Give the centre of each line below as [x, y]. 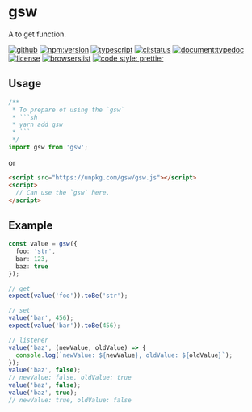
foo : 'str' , [36, 252]
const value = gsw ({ [43, 244]
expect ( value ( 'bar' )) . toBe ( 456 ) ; [65, 326]
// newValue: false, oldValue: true [70, 378]
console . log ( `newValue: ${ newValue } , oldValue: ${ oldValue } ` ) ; [124, 355]
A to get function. [38, 34]
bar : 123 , [32, 259]
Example [31, 225]
